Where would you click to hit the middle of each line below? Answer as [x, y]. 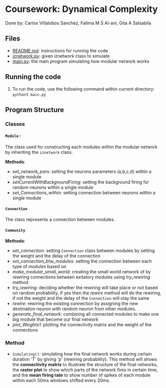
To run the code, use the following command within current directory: [83, 89]
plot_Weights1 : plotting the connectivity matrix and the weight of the [82, 325]
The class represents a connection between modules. [60, 220]
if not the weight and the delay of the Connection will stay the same [81, 298]
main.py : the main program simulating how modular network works [81, 61]
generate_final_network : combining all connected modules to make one [85, 314]
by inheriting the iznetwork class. [39, 152]
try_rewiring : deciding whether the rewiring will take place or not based [85, 288]
